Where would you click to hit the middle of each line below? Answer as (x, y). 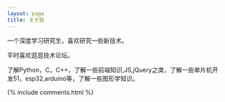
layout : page (26, 13)
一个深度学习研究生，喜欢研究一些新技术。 (67, 40)
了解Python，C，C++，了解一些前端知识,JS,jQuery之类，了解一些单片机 (110, 70)
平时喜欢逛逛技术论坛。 (40, 55)
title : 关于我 (26, 20)
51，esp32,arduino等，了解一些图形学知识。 (76, 78)
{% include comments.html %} (51, 92)
